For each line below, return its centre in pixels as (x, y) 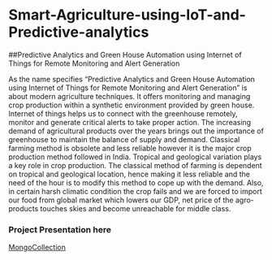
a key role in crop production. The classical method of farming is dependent (135, 165)
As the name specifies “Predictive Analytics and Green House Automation (132, 79)
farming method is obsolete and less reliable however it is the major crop (130, 148)
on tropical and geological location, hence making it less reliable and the (129, 174)
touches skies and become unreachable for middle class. (136, 208)
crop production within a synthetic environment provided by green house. (132, 105)
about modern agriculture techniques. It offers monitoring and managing (130, 96)
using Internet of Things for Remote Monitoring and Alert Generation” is (128, 88)
